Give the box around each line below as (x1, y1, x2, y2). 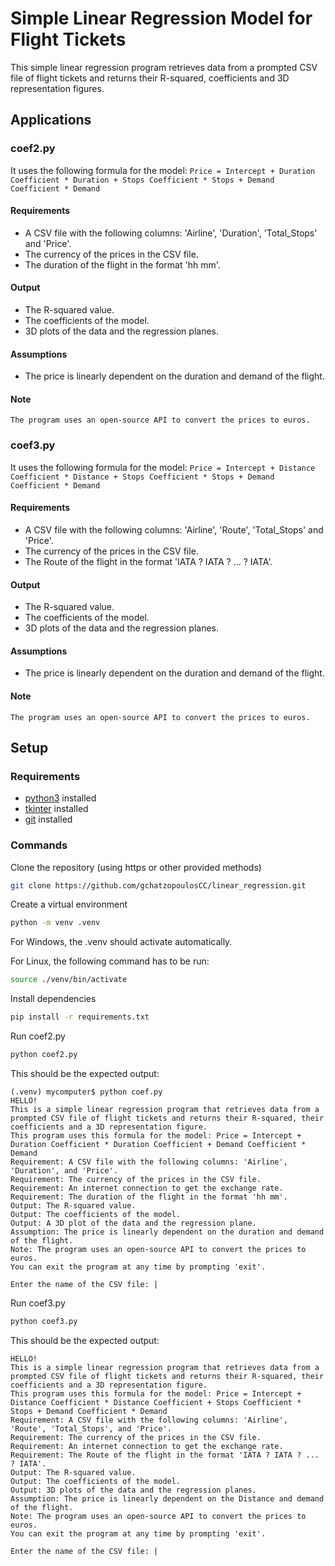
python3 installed (24, 792, 97, 804)
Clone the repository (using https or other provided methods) (10, 861, 262, 873)
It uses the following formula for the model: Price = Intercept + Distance (10, 461, 316, 473)
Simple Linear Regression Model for (10, 7, 313, 30)
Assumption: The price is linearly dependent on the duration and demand (10, 1227, 325, 1237)
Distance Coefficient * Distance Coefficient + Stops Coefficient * (10, 1397, 302, 1407)
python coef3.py (10, 1316, 78, 1326)
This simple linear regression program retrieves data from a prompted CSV (10, 61, 318, 73)
